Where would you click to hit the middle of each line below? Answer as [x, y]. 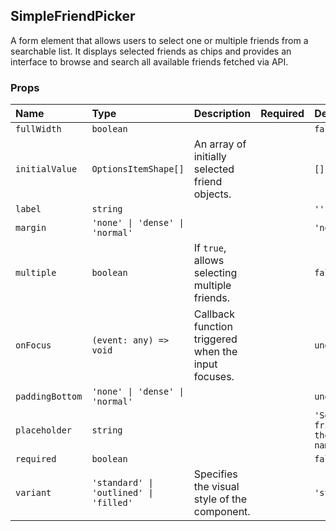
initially [210, 157]
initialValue [46, 169]
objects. [212, 194]
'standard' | [122, 483]
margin [31, 228]
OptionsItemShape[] [138, 169]
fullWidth [38, 129]
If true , [210, 248]
